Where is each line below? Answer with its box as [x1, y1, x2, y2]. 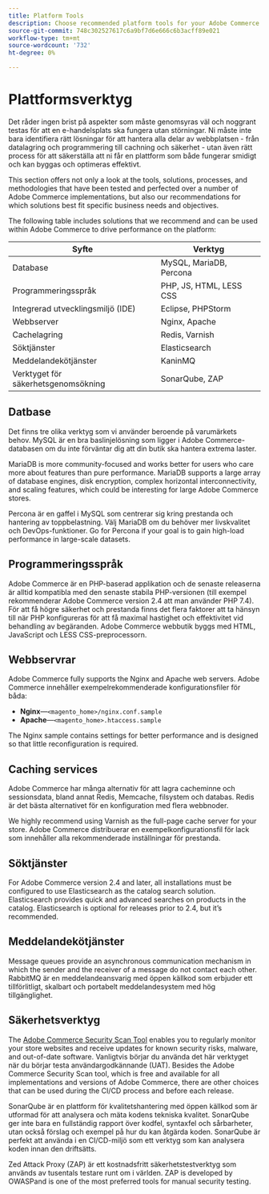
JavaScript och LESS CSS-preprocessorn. [8, 629, 147, 639]
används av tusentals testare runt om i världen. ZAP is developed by [8, 1168, 234, 1177]
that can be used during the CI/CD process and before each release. [8, 1086, 235, 1096]
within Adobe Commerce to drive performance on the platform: [8, 224, 216, 234]
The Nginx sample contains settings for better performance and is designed [8, 730, 259, 741]
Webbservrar [8, 653, 76, 666]
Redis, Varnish [160, 329, 215, 340]
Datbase [8, 405, 52, 419]
